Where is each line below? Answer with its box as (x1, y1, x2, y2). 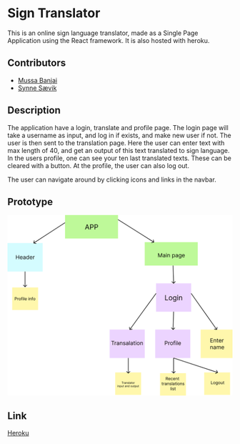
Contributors (7, 57, 66, 69)
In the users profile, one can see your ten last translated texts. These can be (7, 154, 232, 162)
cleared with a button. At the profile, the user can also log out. (7, 161, 189, 169)
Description (7, 104, 61, 117)
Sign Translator (7, 5, 101, 21)
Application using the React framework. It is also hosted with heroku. (7, 36, 210, 44)
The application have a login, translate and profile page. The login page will (7, 123, 229, 132)
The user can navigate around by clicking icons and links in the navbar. (7, 175, 216, 184)
